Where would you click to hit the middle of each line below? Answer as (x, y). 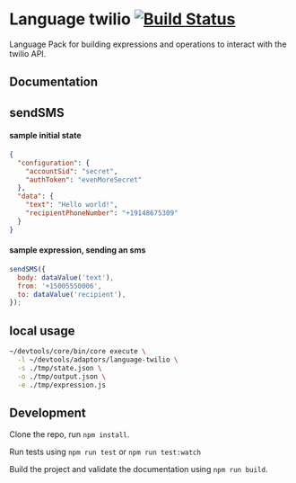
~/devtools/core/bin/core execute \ (78, 352)
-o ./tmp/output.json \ (61, 376)
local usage (42, 331)
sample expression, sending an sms (78, 250)
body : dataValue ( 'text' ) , (66, 277)
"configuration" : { (54, 163)
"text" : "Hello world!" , (72, 205)
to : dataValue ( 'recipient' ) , (72, 294)
